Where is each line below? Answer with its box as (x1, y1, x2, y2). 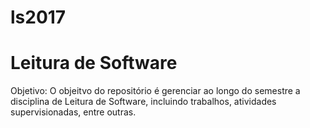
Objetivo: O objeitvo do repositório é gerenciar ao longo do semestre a (10, 85, 301, 97)
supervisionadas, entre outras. (10, 106, 137, 118)
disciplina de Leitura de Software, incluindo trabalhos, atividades (10, 96, 277, 108)
